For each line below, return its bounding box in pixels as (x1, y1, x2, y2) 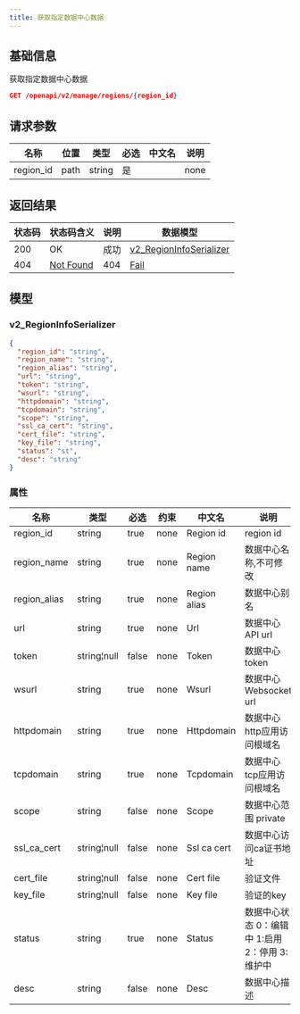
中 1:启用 (244, 932, 283, 944)
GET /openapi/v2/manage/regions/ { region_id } (9, 91, 178, 101)
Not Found (49, 258, 94, 270)
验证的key (244, 889, 287, 902)
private (255, 811, 286, 824)
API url (244, 628, 273, 641)
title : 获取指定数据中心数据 (9, 12, 104, 22)
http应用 (244, 725, 279, 737)
